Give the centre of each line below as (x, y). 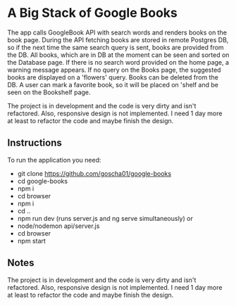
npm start (31, 241)
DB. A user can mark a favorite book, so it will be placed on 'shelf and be (113, 84)
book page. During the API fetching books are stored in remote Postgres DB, (118, 39)
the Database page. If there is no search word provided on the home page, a (118, 62)
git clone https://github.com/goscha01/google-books (94, 173)
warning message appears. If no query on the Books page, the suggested (114, 70)
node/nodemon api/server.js (58, 226)
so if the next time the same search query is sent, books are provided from (116, 47)
